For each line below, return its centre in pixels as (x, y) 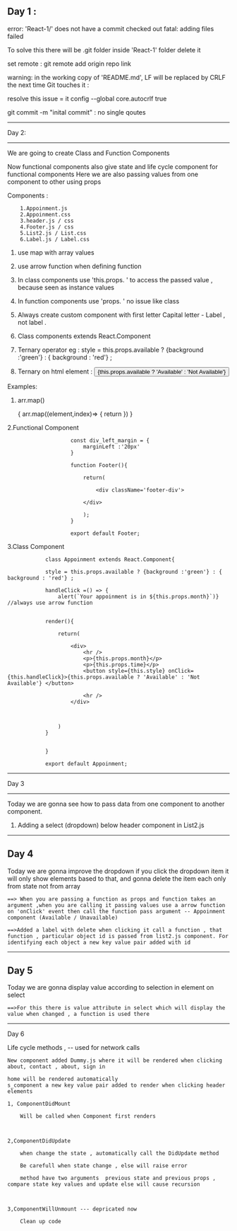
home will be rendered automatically (63, 1079)
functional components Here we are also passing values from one (103, 174)
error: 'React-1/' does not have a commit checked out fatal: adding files (111, 28)
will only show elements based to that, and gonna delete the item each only (117, 878)
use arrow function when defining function (80, 266)
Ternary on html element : (55, 371)
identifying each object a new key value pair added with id (99, 942)
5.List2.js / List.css (53, 233)
